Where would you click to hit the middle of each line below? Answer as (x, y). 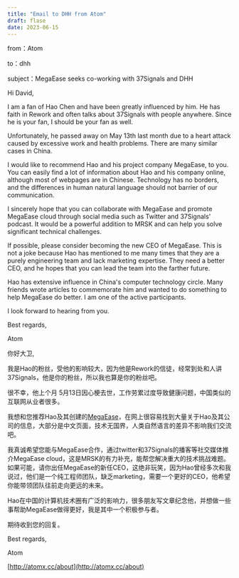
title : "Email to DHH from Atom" (57, 14)
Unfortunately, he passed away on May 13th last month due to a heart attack (119, 136)
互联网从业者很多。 (36, 402)
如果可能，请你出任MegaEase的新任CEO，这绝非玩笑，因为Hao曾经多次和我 (119, 467)
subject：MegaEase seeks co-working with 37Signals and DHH (100, 78)
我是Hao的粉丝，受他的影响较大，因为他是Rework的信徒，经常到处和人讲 (115, 369)
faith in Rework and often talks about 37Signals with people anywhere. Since (120, 114)
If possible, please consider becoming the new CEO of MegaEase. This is (115, 245)
